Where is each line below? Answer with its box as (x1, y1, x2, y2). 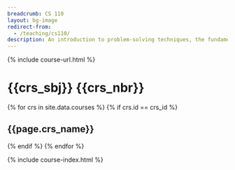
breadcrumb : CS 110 (7, 10, 64, 17)
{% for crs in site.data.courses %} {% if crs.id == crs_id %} (7, 103, 178, 112)
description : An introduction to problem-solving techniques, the (7, 36, 205, 43)
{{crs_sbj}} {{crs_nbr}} (7, 80, 145, 96)
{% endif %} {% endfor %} (7, 141, 85, 150)
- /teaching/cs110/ (13, 29, 71, 37)
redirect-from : (7, 23, 52, 30)
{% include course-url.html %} (7, 55, 96, 64)
